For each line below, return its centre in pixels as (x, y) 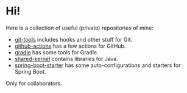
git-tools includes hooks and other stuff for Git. (73, 39)
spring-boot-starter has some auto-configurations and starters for (97, 65)
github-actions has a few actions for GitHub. (70, 46)
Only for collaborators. (34, 83)
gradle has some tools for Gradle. (56, 52)
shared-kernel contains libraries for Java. (66, 59)
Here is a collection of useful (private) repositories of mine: (79, 28)
